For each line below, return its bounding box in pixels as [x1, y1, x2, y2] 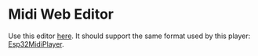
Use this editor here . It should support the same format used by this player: [8, 31, 251, 40]
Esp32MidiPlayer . [8, 39, 64, 48]
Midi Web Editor [8, 5, 114, 23]
